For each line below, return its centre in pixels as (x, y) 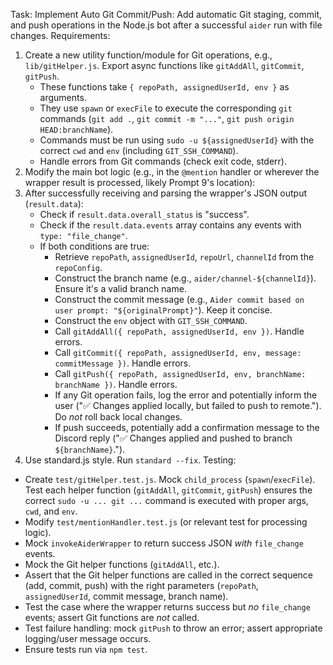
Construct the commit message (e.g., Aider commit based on (179, 299)
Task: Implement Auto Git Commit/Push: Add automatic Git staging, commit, (166, 14)
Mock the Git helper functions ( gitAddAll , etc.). (122, 564)
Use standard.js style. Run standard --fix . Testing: (130, 460)
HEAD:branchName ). (76, 129)
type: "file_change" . (83, 235)
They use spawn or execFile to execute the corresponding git (166, 108)
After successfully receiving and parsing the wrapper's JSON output (166, 193)
